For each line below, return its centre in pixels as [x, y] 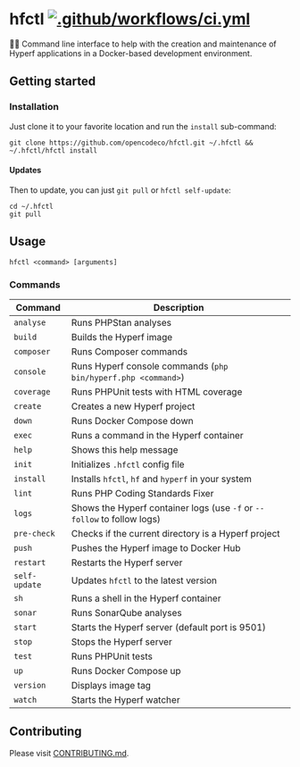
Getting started [53, 82]
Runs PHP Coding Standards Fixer [142, 493]
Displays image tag [111, 685]
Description [179, 307]
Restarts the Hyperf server [127, 563]
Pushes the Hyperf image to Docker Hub [156, 547]
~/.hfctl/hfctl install [54, 150]
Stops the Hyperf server [121, 641]
